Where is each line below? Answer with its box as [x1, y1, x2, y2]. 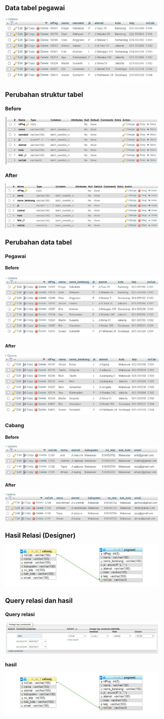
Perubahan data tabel [5, 238, 72, 247]
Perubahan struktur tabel [5, 91, 83, 99]
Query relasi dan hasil [5, 596, 73, 605]
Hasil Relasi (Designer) [5, 531, 76, 540]
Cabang [5, 422, 24, 429]
